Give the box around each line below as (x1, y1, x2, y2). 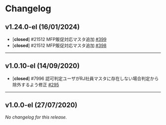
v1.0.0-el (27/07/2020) (5, 101, 78, 109)
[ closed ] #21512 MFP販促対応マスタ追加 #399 (12, 37, 107, 42)
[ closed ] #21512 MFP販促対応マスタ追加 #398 (12, 42, 107, 48)
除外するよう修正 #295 (12, 82, 59, 87)
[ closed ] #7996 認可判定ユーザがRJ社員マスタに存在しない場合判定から (12, 75, 159, 82)
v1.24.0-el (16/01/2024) (5, 23, 80, 31)
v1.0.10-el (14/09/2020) (5, 62, 80, 70)
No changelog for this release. (5, 114, 67, 120)
